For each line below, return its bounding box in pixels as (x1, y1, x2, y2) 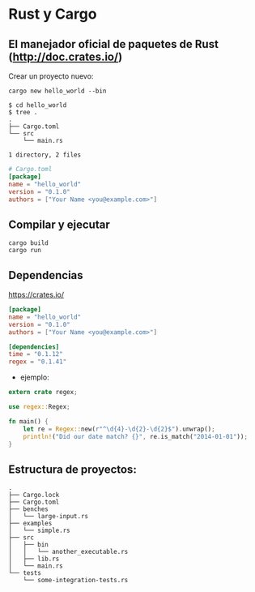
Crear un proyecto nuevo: (8, 71, 94, 81)
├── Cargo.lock (8, 491, 60, 500)
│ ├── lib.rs (8, 555, 60, 564)
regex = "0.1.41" (8, 358, 67, 366)
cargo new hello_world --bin (8, 87, 107, 95)
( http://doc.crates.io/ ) (8, 49, 123, 63)
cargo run (8, 247, 42, 255)
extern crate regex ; (8, 388, 79, 397)
